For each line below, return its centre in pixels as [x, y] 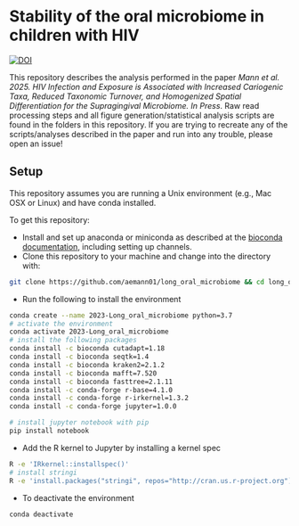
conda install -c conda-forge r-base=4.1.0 [91, 390]
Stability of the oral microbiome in [137, 16]
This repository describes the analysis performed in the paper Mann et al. [145, 77]
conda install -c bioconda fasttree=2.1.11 [91, 382]
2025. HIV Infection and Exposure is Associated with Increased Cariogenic [146, 86]
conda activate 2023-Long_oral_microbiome [89, 332]
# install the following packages [73, 341]
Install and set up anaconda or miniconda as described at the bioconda [152, 237]
